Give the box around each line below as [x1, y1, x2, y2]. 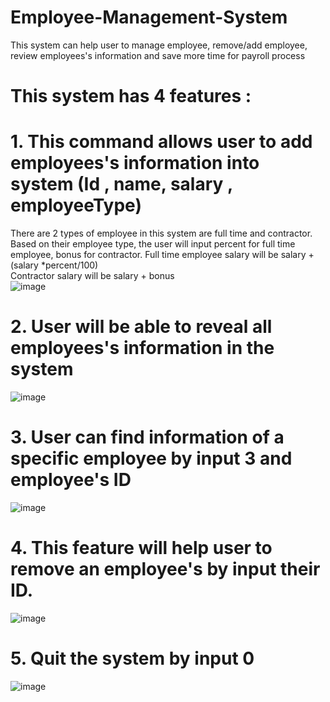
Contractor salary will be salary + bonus [10, 270, 175, 282]
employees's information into [10, 152, 260, 175]
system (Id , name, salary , [10, 173, 233, 196]
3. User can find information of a [10, 426, 285, 449]
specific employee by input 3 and [10, 447, 293, 470]
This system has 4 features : [10, 85, 252, 108]
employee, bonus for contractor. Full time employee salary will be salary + [10, 249, 315, 261]
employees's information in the [10, 337, 275, 360]
